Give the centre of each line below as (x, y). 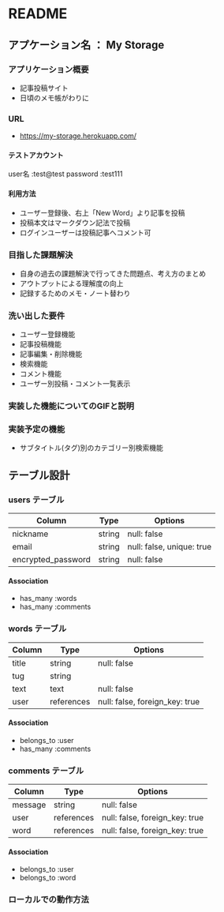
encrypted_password (51, 560)
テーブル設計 (39, 475)
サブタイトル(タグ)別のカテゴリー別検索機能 (91, 448)
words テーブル (37, 629)
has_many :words (48, 599)
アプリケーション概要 (49, 69)
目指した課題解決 (41, 255)
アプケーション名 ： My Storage (86, 45)
